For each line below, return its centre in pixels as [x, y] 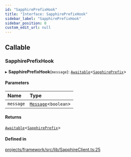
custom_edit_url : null [28, 28]
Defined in [16, 139]
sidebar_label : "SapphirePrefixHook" [43, 18]
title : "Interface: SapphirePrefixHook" [47, 14]
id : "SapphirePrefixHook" [31, 9]
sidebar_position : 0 [26, 23]
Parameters [17, 83]
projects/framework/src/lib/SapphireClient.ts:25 [53, 150]
